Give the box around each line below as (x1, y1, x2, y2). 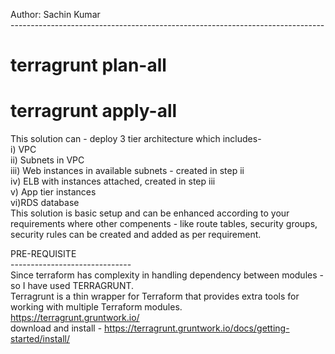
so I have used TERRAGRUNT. (10, 280, 135, 292)
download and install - (10, 322, 103, 334)
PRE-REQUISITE (10, 248, 77, 260)
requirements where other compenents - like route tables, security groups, (10, 218, 318, 230)
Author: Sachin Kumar (10, 9, 101, 20)
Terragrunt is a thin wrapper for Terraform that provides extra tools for (10, 290, 300, 303)
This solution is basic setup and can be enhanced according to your (10, 207, 290, 219)
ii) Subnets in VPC (10, 154, 85, 166)
